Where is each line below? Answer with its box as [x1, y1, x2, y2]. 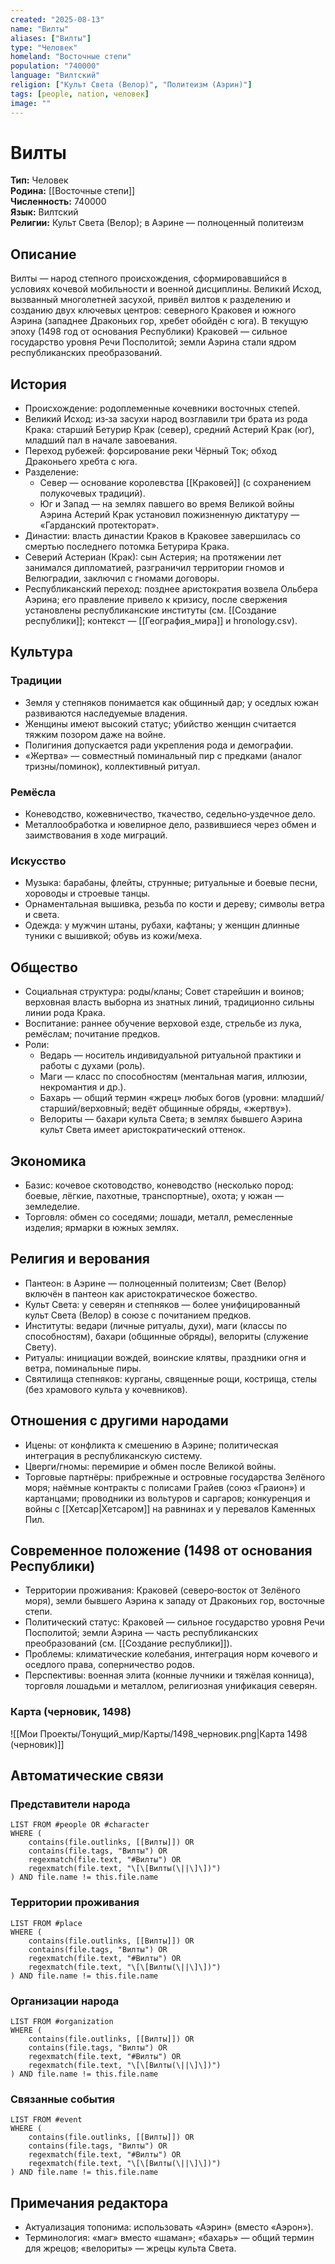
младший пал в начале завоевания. [24, 434, 178, 446]
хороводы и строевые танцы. [24, 887, 151, 900]
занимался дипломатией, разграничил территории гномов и [24, 562, 285, 574]
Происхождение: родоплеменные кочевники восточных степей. [24, 402, 301, 415]
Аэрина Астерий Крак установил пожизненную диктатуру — [39, 509, 300, 521]
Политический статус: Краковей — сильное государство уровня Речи [24, 1616, 325, 1628]
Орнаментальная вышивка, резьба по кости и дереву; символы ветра [24, 898, 325, 910]
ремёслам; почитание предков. [24, 1028, 161, 1040]
